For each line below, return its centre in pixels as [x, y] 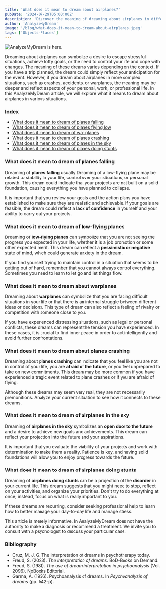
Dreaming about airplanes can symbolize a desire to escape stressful [76, 57]
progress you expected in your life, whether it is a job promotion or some [79, 242]
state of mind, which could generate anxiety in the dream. [64, 253]
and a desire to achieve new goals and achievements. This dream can [76, 431]
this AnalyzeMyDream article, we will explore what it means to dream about [82, 93]
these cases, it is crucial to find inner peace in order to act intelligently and [81, 333]
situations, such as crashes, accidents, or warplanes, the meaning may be [81, 83]
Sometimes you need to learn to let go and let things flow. [64, 273]
